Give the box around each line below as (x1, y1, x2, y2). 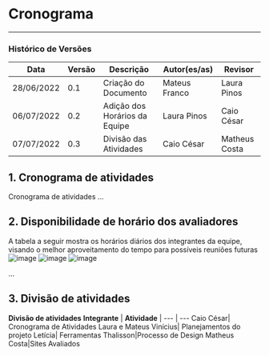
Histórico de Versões (8, 43, 92, 54)
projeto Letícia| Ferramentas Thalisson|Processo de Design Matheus (8, 330, 235, 340)
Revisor (223, 64, 255, 75)
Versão (67, 64, 96, 75)
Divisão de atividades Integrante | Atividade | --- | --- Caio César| (8, 313, 231, 322)
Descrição (109, 64, 150, 75)
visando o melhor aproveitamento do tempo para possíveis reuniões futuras (8, 245, 259, 254)
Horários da (102, 110, 148, 122)
